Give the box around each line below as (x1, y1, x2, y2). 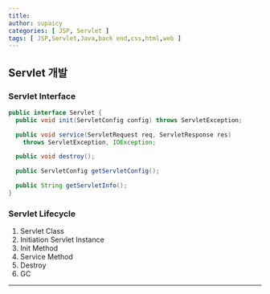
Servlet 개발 (8, 66, 68, 80)
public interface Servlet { (8, 108, 103, 116)
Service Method (19, 252, 74, 262)
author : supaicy (8, 19, 63, 27)
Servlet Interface (8, 90, 76, 101)
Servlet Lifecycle (8, 208, 76, 219)
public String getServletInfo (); (15, 182, 128, 190)
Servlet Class (19, 227, 64, 236)
